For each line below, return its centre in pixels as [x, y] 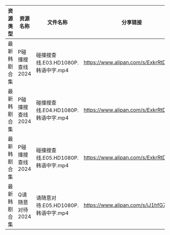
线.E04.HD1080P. [57, 110]
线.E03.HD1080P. [57, 63]
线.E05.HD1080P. [57, 158]
